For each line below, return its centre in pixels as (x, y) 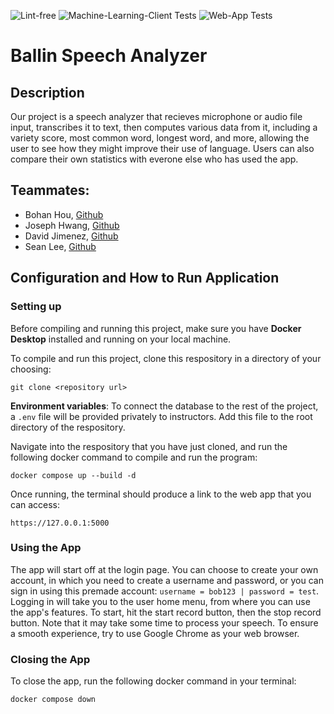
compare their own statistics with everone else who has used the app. (154, 159)
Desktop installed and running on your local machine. (121, 339)
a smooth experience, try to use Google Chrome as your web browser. (155, 633)
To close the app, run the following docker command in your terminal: (153, 681)
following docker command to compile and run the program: (134, 457)
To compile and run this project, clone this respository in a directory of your (166, 358)
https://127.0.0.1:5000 (60, 523)
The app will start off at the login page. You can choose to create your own (164, 569)
